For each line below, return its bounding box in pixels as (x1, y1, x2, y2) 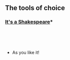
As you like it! (12, 49, 40, 55)
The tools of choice (5, 4, 65, 12)
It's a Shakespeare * (5, 19, 53, 25)
